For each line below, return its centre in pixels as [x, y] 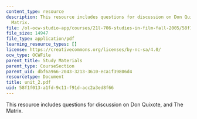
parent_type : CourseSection [40, 66]
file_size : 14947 [27, 33]
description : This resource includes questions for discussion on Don [94, 17]
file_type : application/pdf [40, 39]
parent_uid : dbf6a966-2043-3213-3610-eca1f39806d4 [69, 72]
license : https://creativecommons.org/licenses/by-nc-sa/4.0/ [84, 50]
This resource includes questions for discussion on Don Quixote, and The [95, 104]
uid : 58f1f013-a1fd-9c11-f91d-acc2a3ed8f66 [60, 88]
